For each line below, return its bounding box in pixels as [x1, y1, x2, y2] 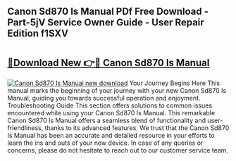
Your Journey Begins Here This [129, 79, 221, 87]
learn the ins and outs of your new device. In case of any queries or [7, 139, 204, 147]
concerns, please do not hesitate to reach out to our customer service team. [7, 146, 229, 154]
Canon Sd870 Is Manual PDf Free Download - [7, 6, 209, 18]
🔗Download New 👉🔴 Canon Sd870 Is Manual [7, 56, 210, 69]
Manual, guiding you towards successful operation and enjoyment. [7, 94, 201, 102]
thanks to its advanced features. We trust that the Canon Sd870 [44, 124, 230, 132]
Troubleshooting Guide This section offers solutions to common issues [7, 101, 213, 110]
